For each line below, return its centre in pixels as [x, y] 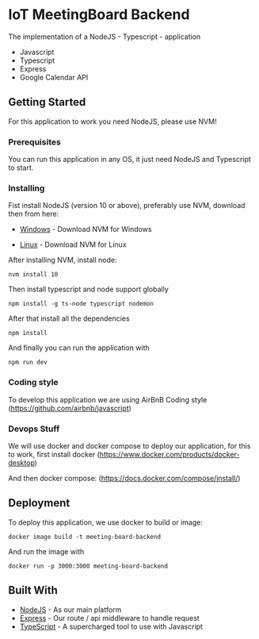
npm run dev [28, 363]
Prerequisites [34, 142]
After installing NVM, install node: [63, 260]
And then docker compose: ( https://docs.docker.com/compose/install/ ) [124, 478]
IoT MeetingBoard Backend [99, 15]
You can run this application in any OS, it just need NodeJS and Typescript [129, 160]
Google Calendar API [54, 77]
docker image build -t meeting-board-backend [84, 537]
